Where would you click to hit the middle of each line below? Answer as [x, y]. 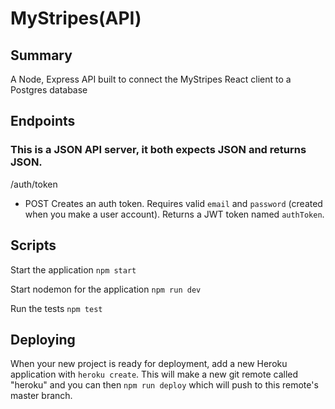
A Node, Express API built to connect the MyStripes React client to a [151, 79]
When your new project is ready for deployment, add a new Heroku [149, 364]
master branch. [41, 396]
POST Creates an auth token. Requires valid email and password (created [173, 203]
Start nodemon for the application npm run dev [106, 289]
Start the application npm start [73, 269]
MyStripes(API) [76, 18]
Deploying [43, 339]
